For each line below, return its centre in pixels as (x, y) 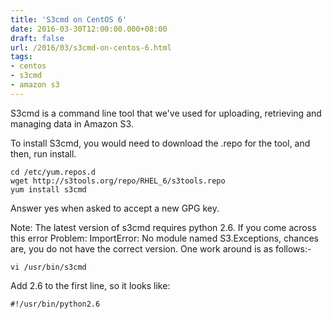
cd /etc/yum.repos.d (53, 172)
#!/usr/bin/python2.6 (55, 304)
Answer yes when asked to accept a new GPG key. (115, 208)
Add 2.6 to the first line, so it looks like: (90, 285)
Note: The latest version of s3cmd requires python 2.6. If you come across (163, 227)
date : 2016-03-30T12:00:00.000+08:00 (89, 29)
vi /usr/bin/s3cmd (48, 267)
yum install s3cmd (48, 189)
